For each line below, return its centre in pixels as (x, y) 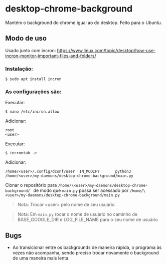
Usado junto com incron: (31, 50)
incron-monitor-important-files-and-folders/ (51, 56)
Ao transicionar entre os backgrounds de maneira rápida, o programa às (87, 247)
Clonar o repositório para (31, 185)
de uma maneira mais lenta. (41, 258)
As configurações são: (33, 92)
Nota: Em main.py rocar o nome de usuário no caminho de (77, 214)
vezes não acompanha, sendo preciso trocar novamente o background (86, 253)
